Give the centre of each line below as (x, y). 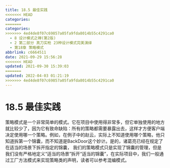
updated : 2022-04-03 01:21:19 (37, 76)
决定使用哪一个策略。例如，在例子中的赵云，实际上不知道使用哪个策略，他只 (85, 135)
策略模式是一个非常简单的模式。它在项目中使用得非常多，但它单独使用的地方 (85, 122)
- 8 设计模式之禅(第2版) (33, 38)
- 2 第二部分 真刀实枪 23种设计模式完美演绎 (51, 43)
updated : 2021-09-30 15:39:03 (37, 66)
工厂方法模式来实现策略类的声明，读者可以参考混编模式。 (69, 160)
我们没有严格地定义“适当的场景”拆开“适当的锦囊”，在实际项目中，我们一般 (82, 154)
